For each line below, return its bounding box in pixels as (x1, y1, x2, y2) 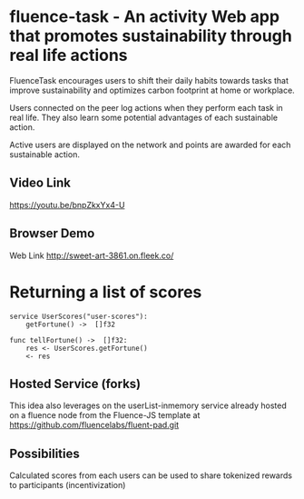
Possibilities (9, 445, 80, 461)
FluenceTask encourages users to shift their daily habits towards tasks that (9, 75, 289, 85)
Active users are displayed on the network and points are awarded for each (9, 139, 291, 150)
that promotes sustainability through (9, 25, 292, 46)
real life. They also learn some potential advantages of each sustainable (9, 112, 279, 123)
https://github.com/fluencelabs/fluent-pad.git (9, 420, 180, 431)
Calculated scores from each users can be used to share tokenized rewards (9, 470, 293, 481)
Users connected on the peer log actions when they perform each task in (9, 102, 283, 113)
